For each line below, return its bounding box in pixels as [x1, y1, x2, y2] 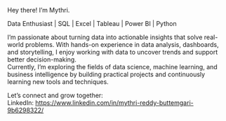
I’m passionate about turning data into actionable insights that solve [7, 33, 203, 41]
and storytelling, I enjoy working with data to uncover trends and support [7, 48, 218, 56]
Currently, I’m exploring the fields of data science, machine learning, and [7, 63, 218, 71]
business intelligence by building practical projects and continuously [7, 70, 206, 78]
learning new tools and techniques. [7, 78, 109, 86]
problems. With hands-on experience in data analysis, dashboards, [25, 41, 219, 48]
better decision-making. [7, 55, 77, 64]
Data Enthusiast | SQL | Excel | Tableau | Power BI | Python [7, 20, 177, 27]
